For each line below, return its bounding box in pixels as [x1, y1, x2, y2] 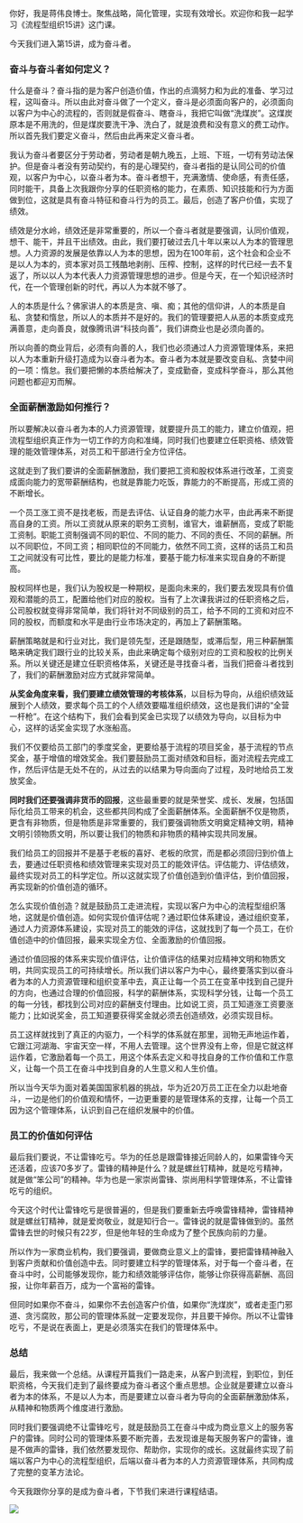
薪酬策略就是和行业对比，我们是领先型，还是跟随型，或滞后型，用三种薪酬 [9, 635, 286, 646]
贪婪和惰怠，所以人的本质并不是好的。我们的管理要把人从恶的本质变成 [24, 312, 286, 323]
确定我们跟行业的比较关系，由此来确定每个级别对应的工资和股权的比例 [24, 646, 286, 657]
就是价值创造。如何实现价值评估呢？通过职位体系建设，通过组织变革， [32, 911, 294, 922]
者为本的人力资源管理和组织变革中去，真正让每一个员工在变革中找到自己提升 [9, 975, 294, 986]
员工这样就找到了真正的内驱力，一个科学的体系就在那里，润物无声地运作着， [9, 1029, 294, 1039]
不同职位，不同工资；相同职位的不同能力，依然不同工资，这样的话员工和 [16, 540, 286, 551]
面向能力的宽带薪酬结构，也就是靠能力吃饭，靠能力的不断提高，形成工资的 [16, 476, 294, 487]
